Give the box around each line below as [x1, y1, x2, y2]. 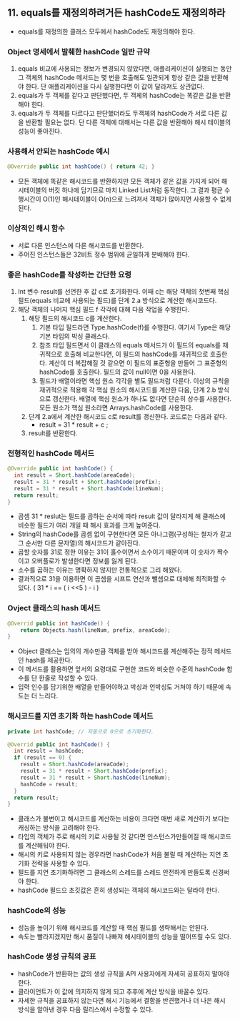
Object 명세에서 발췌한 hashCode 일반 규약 [7, 46, 150, 56]
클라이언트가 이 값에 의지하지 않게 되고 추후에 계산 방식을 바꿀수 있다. [17, 987, 211, 996]
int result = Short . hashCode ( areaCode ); [14, 472, 136, 479]
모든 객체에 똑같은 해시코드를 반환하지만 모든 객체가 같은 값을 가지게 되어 [17, 177, 220, 186]
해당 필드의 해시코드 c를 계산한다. [28, 314, 122, 322]
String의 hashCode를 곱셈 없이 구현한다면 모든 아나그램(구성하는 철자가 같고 [17, 530, 232, 538]
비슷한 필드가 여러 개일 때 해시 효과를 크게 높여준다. [17, 521, 161, 530]
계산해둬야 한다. [25, 841, 70, 850]
